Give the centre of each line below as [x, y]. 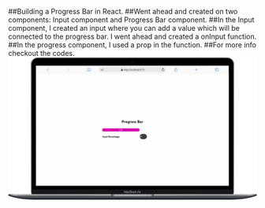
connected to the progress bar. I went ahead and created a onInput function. [132, 36]
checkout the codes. [41, 53]
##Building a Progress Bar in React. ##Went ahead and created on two [123, 11]
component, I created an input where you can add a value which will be [124, 28]
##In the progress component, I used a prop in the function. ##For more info [132, 45]
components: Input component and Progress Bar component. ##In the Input [131, 20]
